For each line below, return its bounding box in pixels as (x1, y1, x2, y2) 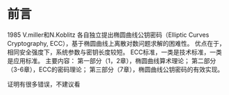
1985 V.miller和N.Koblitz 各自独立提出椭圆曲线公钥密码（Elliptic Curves (7, 31, 210, 39)
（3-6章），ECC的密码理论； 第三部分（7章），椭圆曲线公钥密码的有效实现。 (7, 65, 224, 74)
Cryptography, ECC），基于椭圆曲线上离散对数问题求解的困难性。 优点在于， (7, 39, 226, 47)
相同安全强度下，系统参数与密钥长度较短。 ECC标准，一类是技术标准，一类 (7, 48, 222, 56)
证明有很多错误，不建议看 (7, 80, 80, 88)
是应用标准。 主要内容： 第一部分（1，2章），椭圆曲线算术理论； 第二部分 (7, 56, 217, 64)
